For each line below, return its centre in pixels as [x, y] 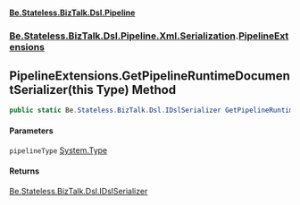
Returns [25, 171]
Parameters [31, 131]
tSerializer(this [51, 90]
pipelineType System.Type [58, 150]
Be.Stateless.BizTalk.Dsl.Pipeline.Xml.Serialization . [124, 36]
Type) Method [136, 90]
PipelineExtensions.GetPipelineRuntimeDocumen [150, 76]
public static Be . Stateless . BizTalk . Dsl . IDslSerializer [115, 111]
